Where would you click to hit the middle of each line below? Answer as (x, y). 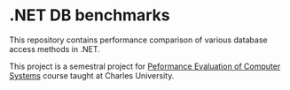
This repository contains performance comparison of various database (138, 40)
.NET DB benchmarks (90, 15)
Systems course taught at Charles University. (92, 75)
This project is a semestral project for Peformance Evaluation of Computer (145, 66)
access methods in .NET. (55, 49)
